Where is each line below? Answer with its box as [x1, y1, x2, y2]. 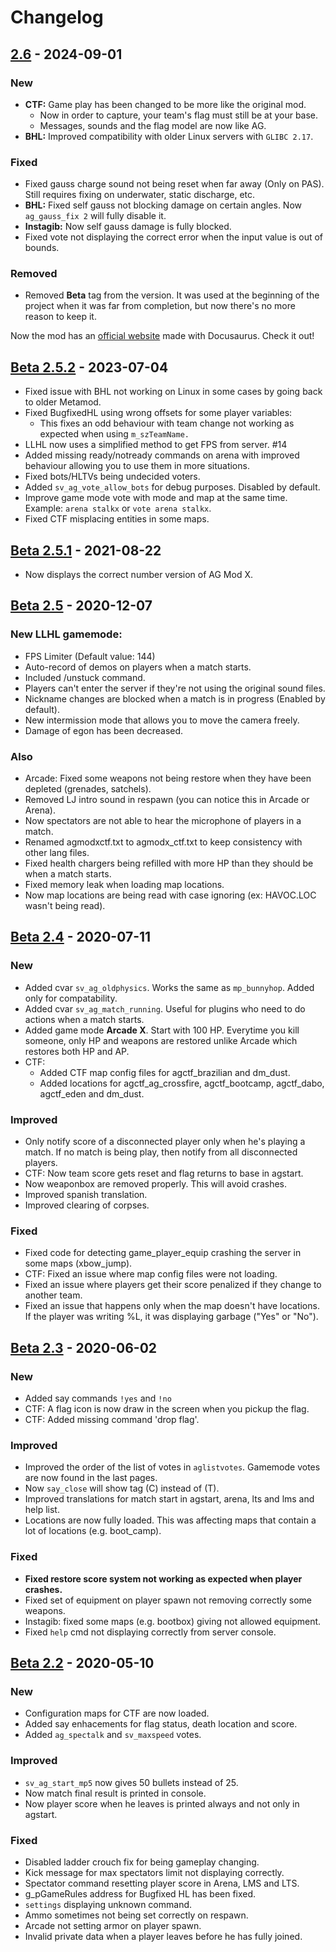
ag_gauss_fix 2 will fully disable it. [24, 210, 167, 222]
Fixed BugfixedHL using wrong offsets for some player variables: [24, 407, 293, 419]
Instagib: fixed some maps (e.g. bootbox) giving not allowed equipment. [24, 1615, 322, 1627]
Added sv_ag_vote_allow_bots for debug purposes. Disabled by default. [24, 481, 321, 493]
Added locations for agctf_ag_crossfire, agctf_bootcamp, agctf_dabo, [39, 1077, 325, 1089]
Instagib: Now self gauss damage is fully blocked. [24, 221, 232, 233]
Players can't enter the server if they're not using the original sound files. [24, 682, 326, 694]
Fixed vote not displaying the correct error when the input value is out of [24, 231, 324, 243]
